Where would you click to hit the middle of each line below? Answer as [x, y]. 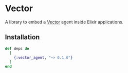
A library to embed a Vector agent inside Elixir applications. [64, 22]
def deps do [17, 48]
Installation [22, 37]
